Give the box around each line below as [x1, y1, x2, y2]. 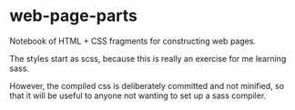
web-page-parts [9, 5, 138, 26]
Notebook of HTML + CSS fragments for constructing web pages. [9, 35, 257, 46]
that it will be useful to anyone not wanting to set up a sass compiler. [9, 90, 267, 101]
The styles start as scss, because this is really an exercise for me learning [9, 53, 287, 64]
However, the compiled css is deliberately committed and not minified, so [9, 80, 285, 91]
